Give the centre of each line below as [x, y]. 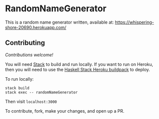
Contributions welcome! [29, 55]
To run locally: [19, 79]
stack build [17, 88]
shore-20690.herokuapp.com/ [36, 27]
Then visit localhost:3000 [31, 101]
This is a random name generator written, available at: [60, 22]
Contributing [25, 43]
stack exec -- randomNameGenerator [41, 92]
